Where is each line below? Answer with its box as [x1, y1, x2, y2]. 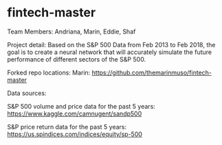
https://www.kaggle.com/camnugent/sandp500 [7, 109, 142, 118]
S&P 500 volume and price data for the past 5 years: [7, 102, 156, 110]
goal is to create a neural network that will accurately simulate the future [7, 48, 212, 56]
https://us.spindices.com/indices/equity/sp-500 [7, 130, 143, 138]
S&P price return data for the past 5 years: [7, 122, 127, 131]
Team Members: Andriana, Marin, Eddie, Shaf [7, 27, 136, 36]
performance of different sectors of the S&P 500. [7, 55, 146, 63]
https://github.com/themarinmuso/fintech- [91, 68, 212, 77]
